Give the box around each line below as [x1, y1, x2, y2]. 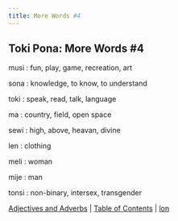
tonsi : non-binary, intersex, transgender [8, 188, 143, 198]
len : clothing [8, 141, 52, 151]
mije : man [8, 173, 43, 182]
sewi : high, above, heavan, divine [8, 126, 121, 136]
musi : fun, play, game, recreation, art [8, 63, 133, 73]
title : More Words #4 [8, 11, 81, 20]
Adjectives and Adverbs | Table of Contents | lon [8, 203, 170, 214]
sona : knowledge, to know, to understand [8, 78, 147, 89]
